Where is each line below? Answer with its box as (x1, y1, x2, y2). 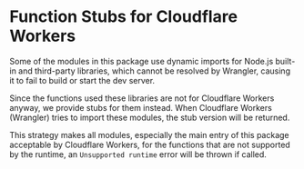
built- (275, 55, 296, 66)
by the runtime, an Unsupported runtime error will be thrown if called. (9, 148, 267, 160)
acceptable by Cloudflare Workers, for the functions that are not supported (9, 139, 291, 150)
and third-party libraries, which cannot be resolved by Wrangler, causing (17, 65, 291, 76)
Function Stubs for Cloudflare (9, 6, 238, 27)
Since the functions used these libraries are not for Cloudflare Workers (9, 93, 275, 104)
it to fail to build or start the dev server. (9, 75, 156, 85)
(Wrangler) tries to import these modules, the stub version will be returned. (9, 112, 290, 123)
